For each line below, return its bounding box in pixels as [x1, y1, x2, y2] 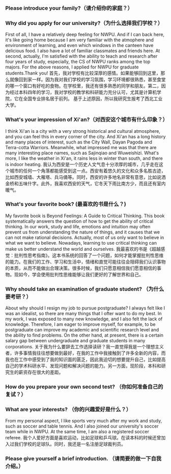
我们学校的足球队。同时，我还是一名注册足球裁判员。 [14, 441, 126, 447]
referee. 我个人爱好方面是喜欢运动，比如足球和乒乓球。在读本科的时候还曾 [5, 435, 161, 441]
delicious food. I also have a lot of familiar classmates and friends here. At [5, 48, 160, 54]
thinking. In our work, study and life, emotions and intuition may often [5, 223, 151, 229]
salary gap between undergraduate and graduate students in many [5, 338, 146, 344]
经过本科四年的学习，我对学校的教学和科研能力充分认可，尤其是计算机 [9, 89, 157, 96]
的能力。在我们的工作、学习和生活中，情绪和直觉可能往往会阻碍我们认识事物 [5, 258, 166, 265]
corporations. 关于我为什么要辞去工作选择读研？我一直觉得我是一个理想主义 [5, 344, 164, 350]
